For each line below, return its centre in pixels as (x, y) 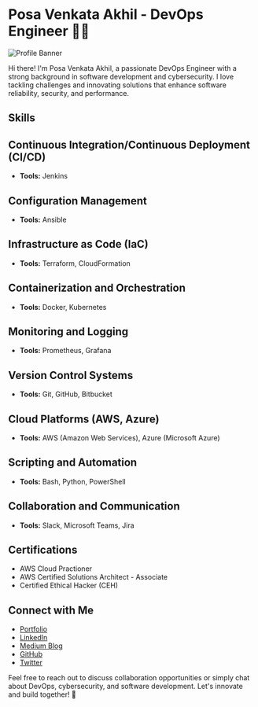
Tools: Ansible (43, 219)
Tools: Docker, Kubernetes (63, 307)
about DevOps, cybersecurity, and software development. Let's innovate (126, 687)
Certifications (43, 550)
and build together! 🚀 (42, 694)
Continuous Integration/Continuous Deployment (129, 144)
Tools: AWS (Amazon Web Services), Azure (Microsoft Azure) (120, 438)
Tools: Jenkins (44, 176)
